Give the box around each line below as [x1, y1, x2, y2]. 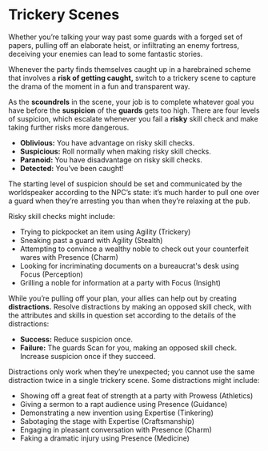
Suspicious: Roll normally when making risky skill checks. [19, 146, 212, 156]
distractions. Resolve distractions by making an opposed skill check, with [8, 301, 252, 311]
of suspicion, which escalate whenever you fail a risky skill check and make [8, 114, 258, 123]
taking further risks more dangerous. [8, 122, 130, 132]
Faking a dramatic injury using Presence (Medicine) [19, 433, 190, 443]
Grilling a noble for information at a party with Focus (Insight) [19, 277, 222, 287]
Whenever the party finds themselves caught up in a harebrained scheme [8, 64, 251, 74]
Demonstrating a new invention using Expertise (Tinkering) [19, 408, 214, 417]
